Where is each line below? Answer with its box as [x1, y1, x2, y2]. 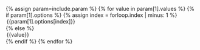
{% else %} [5, 25, 35, 32]
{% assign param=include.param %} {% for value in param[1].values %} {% [5, 5, 195, 12]
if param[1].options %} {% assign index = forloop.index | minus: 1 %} [5, 11, 178, 19]
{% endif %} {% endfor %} [5, 38, 73, 45]
